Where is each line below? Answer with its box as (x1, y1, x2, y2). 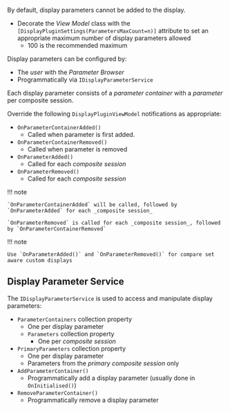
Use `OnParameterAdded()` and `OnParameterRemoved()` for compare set (7, 251, 215, 258)
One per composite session (37, 337, 116, 345)
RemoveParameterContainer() (17, 390, 98, 396)
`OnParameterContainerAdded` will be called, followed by (7, 201, 178, 208)
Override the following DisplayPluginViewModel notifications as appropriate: (7, 110, 222, 118)
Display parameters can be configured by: (7, 55, 127, 63)
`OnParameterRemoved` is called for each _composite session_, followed (7, 219, 221, 226)
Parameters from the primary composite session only (27, 359, 180, 367)
